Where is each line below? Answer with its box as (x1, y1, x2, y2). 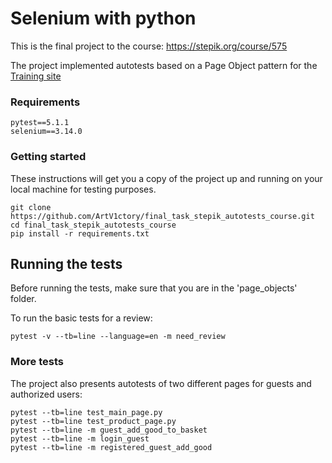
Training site (10, 70, 62, 82)
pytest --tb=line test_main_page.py (10, 407, 163, 417)
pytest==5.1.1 (10, 118, 70, 128)
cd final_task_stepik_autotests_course (10, 220, 177, 230)
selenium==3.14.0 (10, 127, 83, 137)
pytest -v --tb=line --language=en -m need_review (10, 332, 226, 342)
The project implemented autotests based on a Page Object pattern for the (10, 59, 318, 71)
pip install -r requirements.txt (10, 228, 150, 239)
